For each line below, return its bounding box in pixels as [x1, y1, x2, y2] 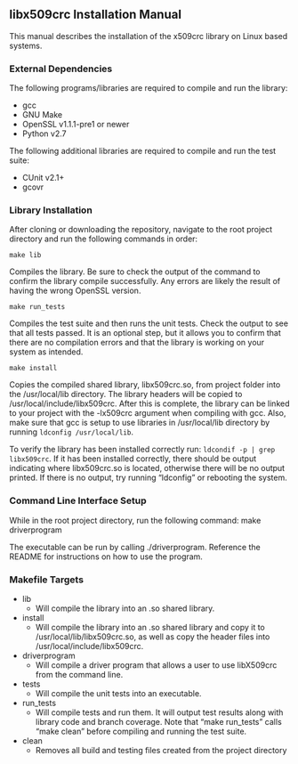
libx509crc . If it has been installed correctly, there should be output [9, 453, 257, 464]
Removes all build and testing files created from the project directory [35, 745, 287, 755]
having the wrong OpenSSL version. [9, 285, 141, 297]
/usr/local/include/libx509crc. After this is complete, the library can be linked [9, 398, 290, 409]
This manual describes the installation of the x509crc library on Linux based [9, 30, 288, 41]
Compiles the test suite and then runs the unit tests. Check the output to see [9, 318, 289, 329]
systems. [9, 40, 43, 51]
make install [9, 364, 58, 373]
